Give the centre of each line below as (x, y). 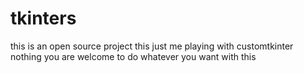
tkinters (43, 18)
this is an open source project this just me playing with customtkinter (152, 46)
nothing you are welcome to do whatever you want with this (133, 56)
